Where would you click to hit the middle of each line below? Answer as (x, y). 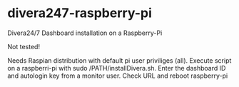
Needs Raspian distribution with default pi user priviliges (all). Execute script (119, 60)
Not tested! (24, 46)
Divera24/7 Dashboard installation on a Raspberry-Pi (85, 33)
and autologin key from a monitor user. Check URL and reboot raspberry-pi (118, 76)
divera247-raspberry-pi (80, 13)
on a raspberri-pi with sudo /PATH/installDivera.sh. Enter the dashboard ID (117, 68)
